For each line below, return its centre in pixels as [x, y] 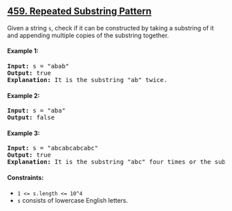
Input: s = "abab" [38, 66]
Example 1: [23, 51]
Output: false [31, 118]
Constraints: [26, 178]
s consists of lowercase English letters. [72, 200]
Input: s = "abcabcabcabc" [53, 148]
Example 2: [23, 95]
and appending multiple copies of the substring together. [88, 35]
